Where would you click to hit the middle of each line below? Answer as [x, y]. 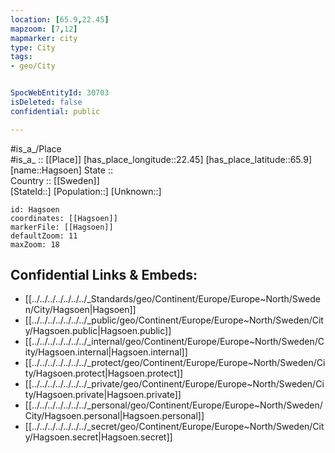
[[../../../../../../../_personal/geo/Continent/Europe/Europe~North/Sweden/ [173, 405]
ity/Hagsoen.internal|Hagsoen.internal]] [106, 352]
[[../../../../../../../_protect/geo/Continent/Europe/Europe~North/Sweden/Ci [175, 363]
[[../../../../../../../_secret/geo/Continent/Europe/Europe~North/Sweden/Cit [174, 427]
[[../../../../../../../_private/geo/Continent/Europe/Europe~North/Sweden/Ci [174, 384]
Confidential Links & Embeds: [104, 275]
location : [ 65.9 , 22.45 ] [60, 19]
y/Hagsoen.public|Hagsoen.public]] [98, 331]
